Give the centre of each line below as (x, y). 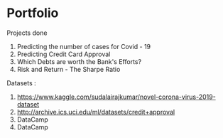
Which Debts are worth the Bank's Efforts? (79, 61)
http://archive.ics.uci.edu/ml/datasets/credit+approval (96, 112)
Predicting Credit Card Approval (64, 54)
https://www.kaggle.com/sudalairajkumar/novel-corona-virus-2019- (116, 97)
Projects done (27, 33)
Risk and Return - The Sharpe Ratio (69, 69)
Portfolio (33, 13)
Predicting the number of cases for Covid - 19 (84, 46)
